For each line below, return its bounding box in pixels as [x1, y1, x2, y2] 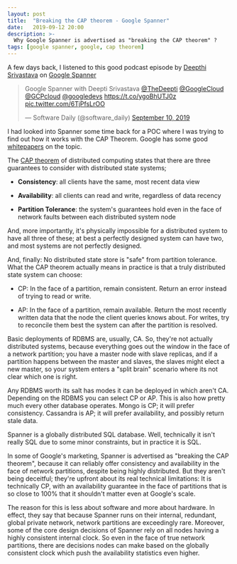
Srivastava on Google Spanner [7, 70, 97, 79]
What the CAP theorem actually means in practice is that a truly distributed [7, 263, 226, 271]
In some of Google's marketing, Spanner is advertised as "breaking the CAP [7, 451, 229, 460]
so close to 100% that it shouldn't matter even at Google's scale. [7, 489, 196, 498]
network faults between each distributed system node [17, 213, 176, 221]
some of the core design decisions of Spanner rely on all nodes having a [7, 526, 219, 534]
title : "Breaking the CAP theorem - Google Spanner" [7, 17, 170, 24]
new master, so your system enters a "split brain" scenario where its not [7, 365, 219, 373]
